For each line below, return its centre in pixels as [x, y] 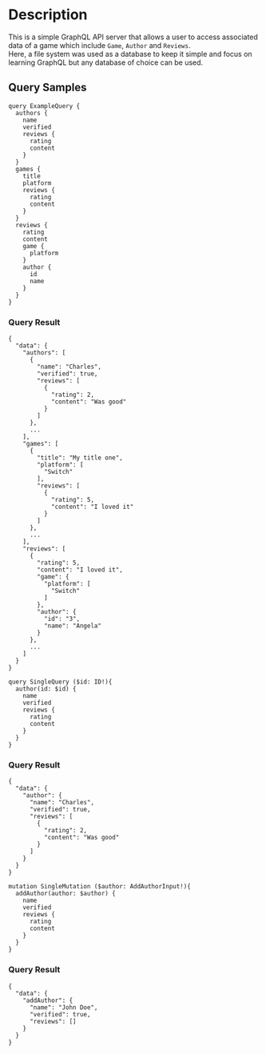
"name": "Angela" [73, 626]
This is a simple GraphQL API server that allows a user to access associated [133, 37]
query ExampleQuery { [44, 106]
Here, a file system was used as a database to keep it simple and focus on [131, 54]
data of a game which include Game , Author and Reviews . [99, 45]
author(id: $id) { [46, 689]
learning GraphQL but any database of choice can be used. [106, 62]
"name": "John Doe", [64, 1007]
